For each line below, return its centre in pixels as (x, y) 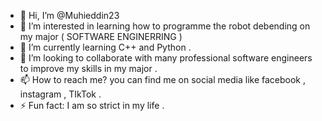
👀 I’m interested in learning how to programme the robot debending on (165, 26)
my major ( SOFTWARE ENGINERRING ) (101, 36)
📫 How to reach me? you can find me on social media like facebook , (162, 79)
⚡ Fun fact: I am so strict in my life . (92, 105)
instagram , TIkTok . (60, 94)
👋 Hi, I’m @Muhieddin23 (69, 15)
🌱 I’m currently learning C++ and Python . (105, 47)
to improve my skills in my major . (88, 68)
